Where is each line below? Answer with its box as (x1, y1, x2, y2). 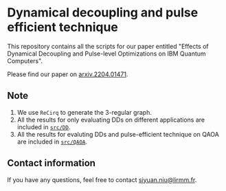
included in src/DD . (16, 122, 71, 131)
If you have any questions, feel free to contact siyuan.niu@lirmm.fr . (7, 175, 197, 183)
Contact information (7, 157, 96, 169)
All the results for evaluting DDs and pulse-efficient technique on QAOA (16, 130, 220, 138)
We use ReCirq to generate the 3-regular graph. (16, 108, 152, 116)
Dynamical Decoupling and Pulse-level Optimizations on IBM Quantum (7, 49, 206, 58)
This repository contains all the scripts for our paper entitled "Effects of (7, 42, 210, 50)
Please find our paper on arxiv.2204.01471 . (7, 70, 128, 78)
